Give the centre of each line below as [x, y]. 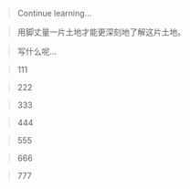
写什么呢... [37, 51]
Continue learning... [54, 13]
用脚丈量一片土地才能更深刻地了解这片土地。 [101, 32]
